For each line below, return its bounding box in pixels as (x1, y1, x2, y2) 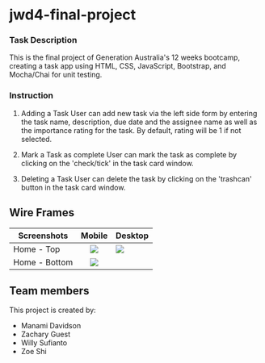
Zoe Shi (20, 347, 47, 357)
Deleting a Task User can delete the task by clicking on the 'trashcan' (20, 173, 253, 183)
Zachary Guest (20, 329, 71, 340)
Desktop (115, 230, 149, 241)
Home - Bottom (13, 257, 74, 268)
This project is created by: (9, 305, 96, 315)
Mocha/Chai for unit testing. (9, 70, 103, 80)
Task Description (9, 35, 78, 46)
